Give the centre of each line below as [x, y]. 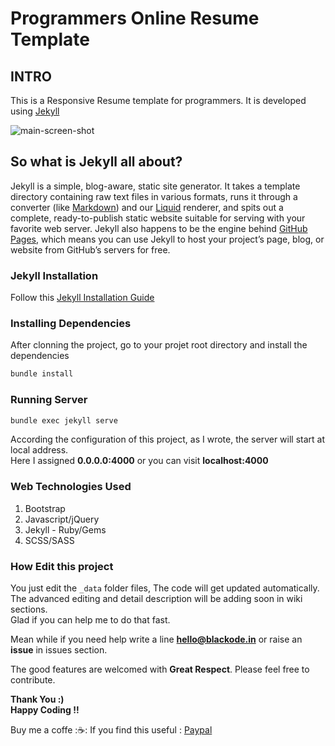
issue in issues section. [59, 650]
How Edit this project [62, 566]
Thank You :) [37, 699]
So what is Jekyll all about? [96, 162]
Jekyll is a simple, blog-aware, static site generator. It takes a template [155, 186]
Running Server [49, 400]
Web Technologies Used [71, 487]
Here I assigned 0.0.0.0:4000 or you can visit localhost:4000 [139, 461]
